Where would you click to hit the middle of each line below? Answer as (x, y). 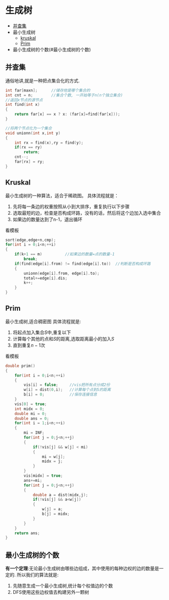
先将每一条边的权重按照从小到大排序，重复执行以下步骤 (71, 207)
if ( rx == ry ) (28, 147)
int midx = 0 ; (29, 409)
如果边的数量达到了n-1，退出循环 (48, 219)
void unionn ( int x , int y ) (33, 133)
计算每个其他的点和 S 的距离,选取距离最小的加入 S (63, 339)
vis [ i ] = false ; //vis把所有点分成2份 (67, 385)
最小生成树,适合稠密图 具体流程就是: (43, 321)
